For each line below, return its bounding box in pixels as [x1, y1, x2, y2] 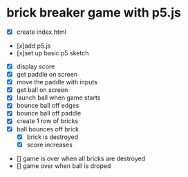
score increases [26, 140, 73, 149]
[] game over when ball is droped [16, 161, 111, 170]
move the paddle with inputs [16, 78, 98, 86]
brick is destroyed [26, 133, 79, 141]
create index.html [16, 28, 66, 36]
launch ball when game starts [16, 93, 101, 102]
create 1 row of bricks [16, 117, 79, 125]
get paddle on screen [16, 71, 77, 79]
